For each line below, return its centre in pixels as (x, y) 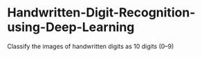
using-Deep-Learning (71, 27)
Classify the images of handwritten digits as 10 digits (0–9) (91, 46)
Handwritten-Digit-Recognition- (101, 13)
